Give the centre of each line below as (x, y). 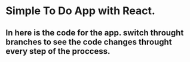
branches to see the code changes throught (89, 42)
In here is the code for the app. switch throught (95, 33)
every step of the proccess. (58, 51)
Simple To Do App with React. (81, 11)
